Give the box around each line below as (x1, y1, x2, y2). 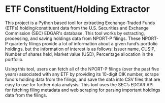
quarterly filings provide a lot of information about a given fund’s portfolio (9, 40, 158, 46)
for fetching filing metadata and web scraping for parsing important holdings (5, 87, 161, 93)
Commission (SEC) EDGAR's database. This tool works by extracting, (5, 30, 145, 36)
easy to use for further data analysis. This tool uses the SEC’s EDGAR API (5, 81, 154, 87)
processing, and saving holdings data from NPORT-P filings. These (5, 35, 141, 41)
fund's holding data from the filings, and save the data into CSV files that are (5, 76, 161, 82)
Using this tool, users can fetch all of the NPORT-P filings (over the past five (5, 66, 159, 72)
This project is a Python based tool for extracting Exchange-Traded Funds (5, 20, 155, 26)
